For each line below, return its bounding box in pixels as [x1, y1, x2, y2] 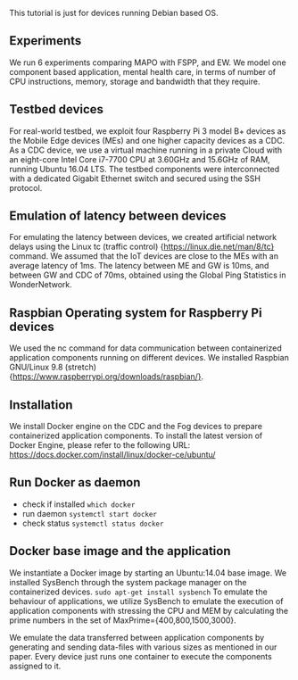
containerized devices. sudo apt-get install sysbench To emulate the [9, 586, 268, 597]
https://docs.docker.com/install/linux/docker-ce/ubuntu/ [9, 450, 216, 460]
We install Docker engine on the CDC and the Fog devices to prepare [9, 421, 263, 432]
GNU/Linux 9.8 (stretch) [9, 361, 96, 373]
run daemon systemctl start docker [21, 508, 158, 518]
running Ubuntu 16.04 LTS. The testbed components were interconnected [9, 163, 279, 174]
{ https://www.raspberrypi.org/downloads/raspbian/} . [9, 371, 204, 382]
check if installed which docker [21, 499, 136, 510]
